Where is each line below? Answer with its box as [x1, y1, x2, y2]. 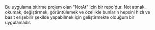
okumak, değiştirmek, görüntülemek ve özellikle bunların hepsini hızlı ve [5, 9, 151, 15]
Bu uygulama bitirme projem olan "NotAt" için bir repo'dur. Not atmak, [5, 4, 146, 10]
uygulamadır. [5, 19, 31, 25]
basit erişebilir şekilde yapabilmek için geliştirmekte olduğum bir [5, 15, 135, 20]
